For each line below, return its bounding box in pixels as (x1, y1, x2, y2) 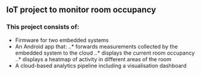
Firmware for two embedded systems (15, 36, 109, 44)
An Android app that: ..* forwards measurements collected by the (15, 43, 178, 50)
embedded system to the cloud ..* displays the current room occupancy (15, 49, 195, 56)
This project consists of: (6, 23, 80, 31)
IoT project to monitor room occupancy (6, 5, 156, 15)
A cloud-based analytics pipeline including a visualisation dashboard (15, 62, 186, 69)
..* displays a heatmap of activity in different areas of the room (15, 55, 171, 62)
